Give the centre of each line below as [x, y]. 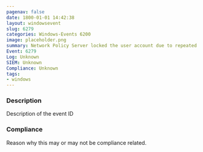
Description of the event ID [40, 114]
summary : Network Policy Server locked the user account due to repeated [102, 46]
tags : [13, 74]
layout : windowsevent [34, 23]
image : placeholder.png [36, 40]
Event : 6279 [21, 51]
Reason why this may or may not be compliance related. [77, 142]
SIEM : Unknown [24, 62]
